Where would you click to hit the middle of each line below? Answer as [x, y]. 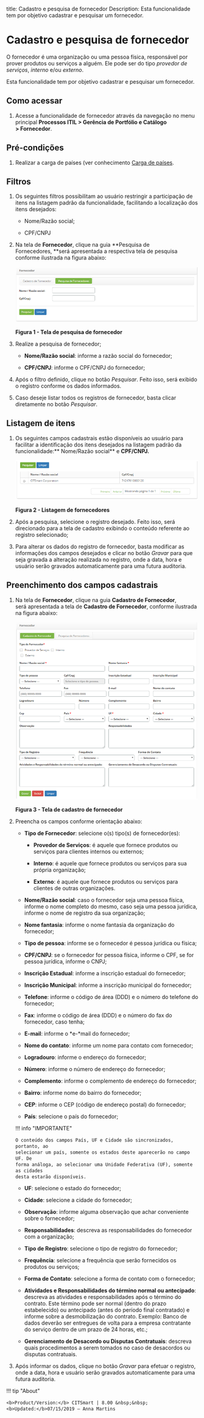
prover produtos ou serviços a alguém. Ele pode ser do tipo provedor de [97, 63]
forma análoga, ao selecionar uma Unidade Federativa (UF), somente [104, 1165]
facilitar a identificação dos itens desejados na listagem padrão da [98, 445]
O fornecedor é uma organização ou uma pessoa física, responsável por [97, 57]
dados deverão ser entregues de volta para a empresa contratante [107, 1323]
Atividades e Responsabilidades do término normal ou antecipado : [110, 1290]
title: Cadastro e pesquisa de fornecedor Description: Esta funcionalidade [98, 9]
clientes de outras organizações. [74, 888]
